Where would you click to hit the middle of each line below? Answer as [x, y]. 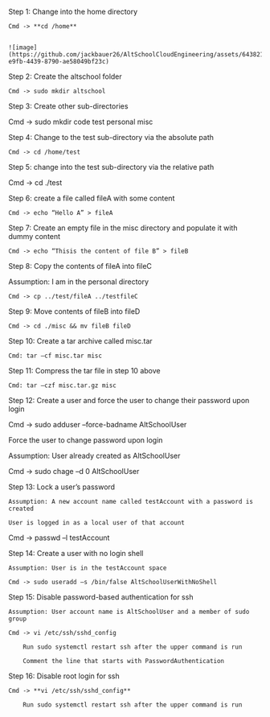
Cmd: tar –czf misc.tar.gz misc [62, 385]
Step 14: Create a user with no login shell [76, 553]
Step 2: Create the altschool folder [65, 76]
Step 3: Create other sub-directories [68, 106]
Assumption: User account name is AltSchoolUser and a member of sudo [129, 612]
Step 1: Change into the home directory [73, 12]
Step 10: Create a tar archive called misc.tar [80, 341]
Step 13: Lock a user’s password [61, 487]
